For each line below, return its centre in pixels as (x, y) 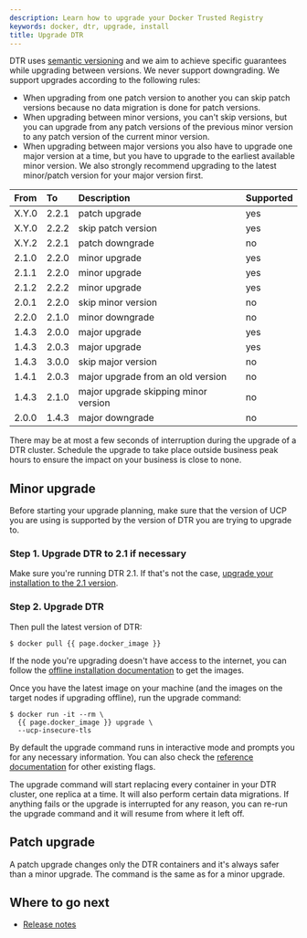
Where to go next (59, 902)
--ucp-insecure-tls (55, 730)
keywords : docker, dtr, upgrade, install (90, 26)
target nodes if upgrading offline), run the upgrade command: (126, 697)
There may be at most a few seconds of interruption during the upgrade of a (153, 440)
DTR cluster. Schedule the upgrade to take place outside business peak (144, 450)
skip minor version (118, 302)
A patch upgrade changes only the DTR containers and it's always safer (144, 864)
